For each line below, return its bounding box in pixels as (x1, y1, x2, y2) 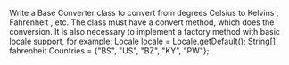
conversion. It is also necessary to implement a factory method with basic (9, 27, 281, 37)
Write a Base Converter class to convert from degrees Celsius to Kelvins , (9, 8, 279, 18)
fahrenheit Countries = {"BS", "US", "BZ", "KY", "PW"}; (9, 45, 210, 56)
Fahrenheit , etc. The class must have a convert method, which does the (9, 17, 275, 28)
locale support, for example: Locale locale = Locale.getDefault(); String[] (9, 36, 277, 46)
